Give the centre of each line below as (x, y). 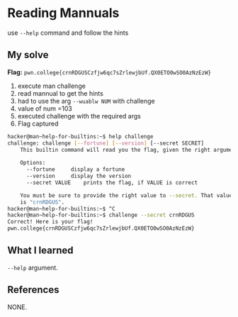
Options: (33, 163)
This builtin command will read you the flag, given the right (115, 150)
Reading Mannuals (63, 13)
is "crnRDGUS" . (42, 202)
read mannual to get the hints (61, 93)
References (33, 290)
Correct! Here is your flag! (50, 222)
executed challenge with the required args (79, 116)
